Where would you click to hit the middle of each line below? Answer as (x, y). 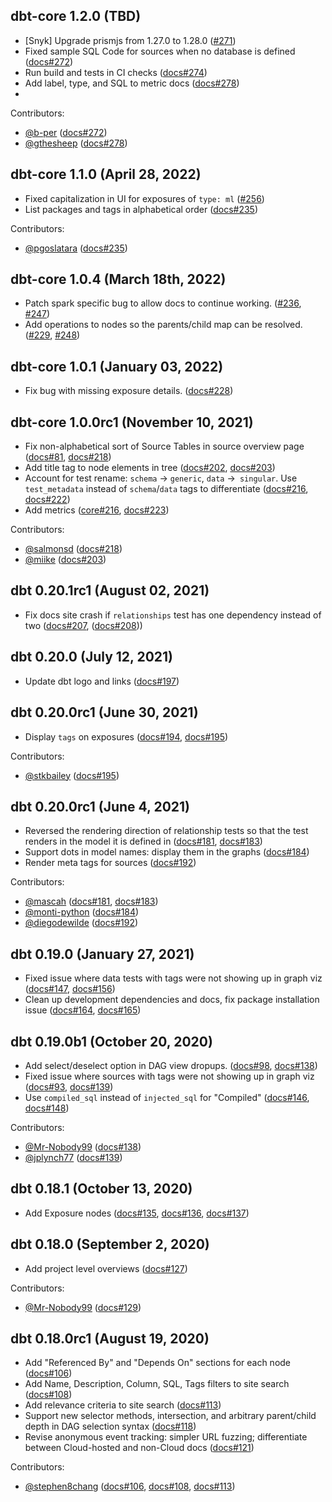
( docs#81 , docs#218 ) (68, 457)
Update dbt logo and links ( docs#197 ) (102, 681)
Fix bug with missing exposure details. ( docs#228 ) (129, 391)
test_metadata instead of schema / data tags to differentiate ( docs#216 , (166, 489)
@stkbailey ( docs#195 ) (72, 775)
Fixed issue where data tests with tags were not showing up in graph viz (173, 978)
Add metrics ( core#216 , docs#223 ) (97, 510)
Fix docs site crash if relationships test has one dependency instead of (173, 615)
